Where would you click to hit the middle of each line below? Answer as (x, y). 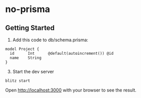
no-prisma (28, 9)
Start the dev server (33, 72)
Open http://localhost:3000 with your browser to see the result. (71, 90)
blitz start (18, 81)
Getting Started (30, 28)
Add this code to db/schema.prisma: (50, 40)
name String (26, 58)
